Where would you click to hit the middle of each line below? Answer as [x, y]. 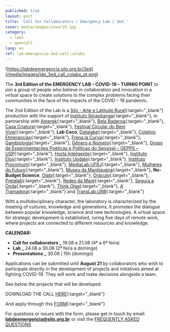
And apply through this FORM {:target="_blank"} [55, 303]
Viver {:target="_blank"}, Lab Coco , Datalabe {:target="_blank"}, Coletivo [81, 132]
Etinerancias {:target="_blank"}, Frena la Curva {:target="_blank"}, [73, 137]
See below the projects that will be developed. [54, 284]
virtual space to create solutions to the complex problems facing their [78, 95]
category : [16, 32]
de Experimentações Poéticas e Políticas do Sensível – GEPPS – [72, 148]
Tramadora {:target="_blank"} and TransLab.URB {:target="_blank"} [75, 191]
